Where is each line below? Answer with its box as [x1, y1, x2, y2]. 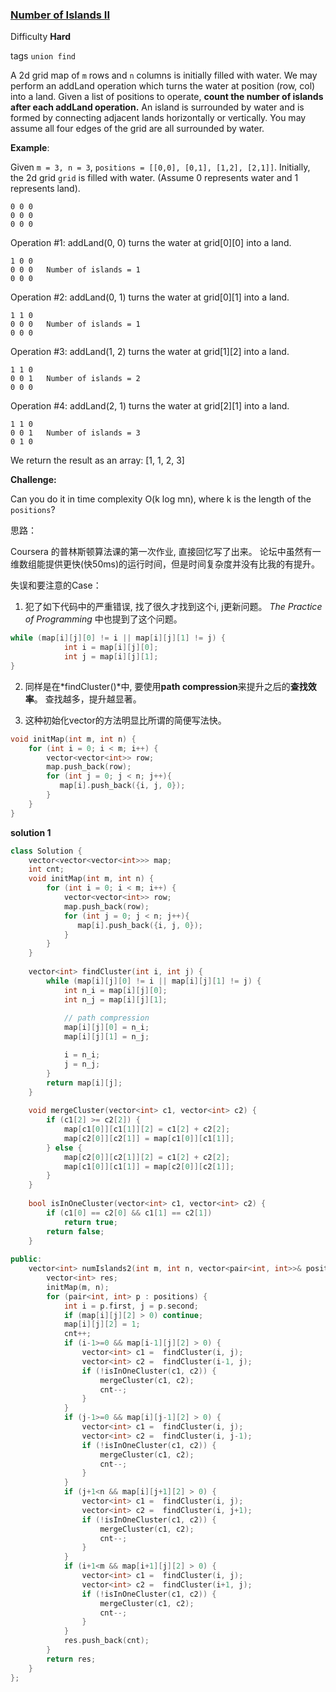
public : [10, 1254, 43, 1265]
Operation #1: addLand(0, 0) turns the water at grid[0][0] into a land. [10, 237, 292, 249]
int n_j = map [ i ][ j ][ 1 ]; [63, 994, 168, 1005]
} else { [46, 1143, 83, 1153]
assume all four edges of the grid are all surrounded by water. [10, 123, 265, 135]
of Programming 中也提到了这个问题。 [24, 613, 183, 625]
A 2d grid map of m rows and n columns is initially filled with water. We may [10, 69, 318, 82]
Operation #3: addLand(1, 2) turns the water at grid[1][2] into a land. [10, 346, 290, 358]
